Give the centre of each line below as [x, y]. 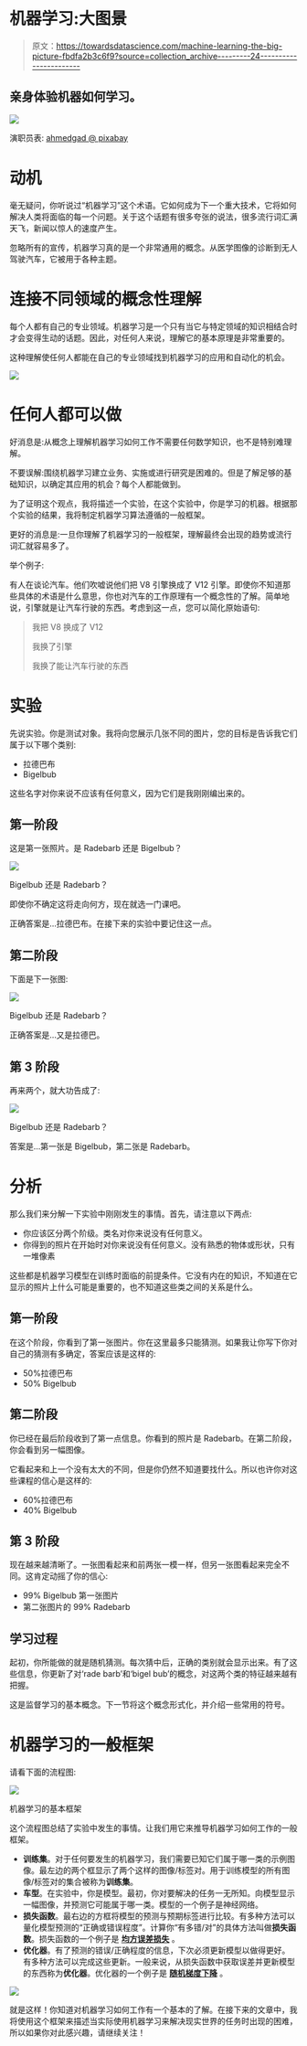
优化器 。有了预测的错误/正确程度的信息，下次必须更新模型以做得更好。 [156, 1950]
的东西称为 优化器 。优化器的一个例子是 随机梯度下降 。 [125, 1973]
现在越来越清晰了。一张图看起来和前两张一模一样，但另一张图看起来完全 [145, 1565]
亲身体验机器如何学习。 [75, 97]
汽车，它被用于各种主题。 [73, 259]
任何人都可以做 [66, 415]
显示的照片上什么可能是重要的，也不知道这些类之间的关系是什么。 [133, 1286]
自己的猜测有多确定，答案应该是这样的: [83, 1353]
